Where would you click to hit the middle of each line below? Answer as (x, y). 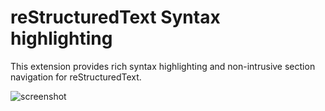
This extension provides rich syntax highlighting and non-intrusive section (163, 66)
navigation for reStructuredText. (76, 77)
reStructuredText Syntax (115, 17)
